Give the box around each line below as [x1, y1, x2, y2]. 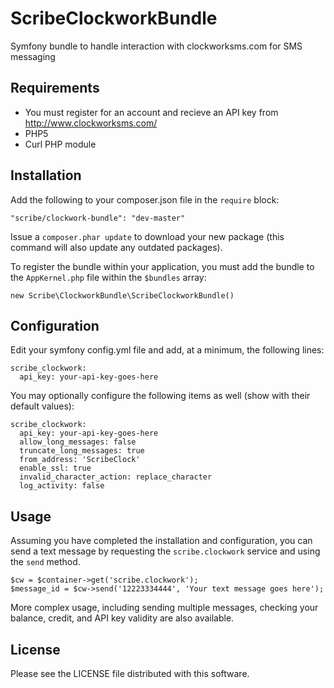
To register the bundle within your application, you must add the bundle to [10, 260, 315, 272]
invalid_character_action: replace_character [19, 472, 213, 482]
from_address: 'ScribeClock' [19, 455, 141, 465]
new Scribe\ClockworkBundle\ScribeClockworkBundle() [10, 290, 235, 301]
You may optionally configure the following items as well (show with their [10, 390, 311, 402]
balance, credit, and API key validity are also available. [10, 612, 235, 624]
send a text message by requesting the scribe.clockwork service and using [10, 545, 321, 557]
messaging [10, 50, 56, 62]
